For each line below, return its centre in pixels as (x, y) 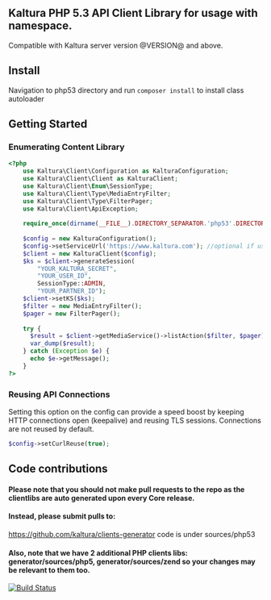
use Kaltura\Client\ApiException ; (81, 209)
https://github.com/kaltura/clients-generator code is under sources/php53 (132, 535)
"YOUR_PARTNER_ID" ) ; (72, 291)
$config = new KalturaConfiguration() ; (90, 239)
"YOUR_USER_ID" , (65, 276)
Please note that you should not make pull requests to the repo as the (127, 489)
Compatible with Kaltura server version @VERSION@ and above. (116, 45)
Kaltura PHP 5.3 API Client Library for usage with (133, 13)
